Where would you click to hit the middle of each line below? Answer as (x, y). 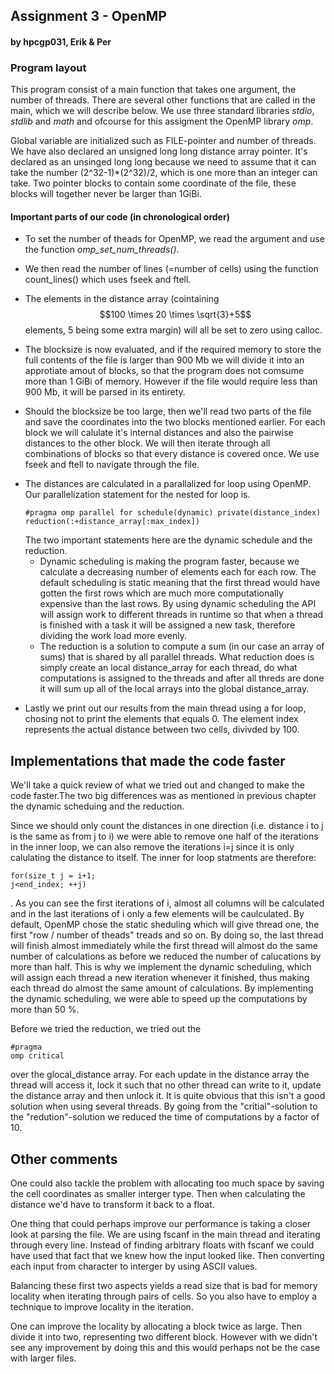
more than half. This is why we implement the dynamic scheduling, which (161, 967)
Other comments (64, 1159)
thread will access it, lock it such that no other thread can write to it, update (166, 1085)
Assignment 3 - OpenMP (88, 16)
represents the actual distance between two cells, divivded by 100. (162, 730)
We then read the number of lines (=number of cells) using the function (171, 269)
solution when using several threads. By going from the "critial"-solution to (164, 1106)
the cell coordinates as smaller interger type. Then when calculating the (158, 1194)
